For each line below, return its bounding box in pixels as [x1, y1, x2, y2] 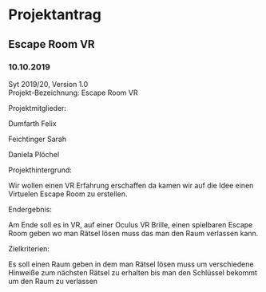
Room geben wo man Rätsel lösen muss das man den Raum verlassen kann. [8, 228, 259, 238]
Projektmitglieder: [8, 103, 66, 112]
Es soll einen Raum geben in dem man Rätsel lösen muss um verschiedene [8, 259, 254, 269]
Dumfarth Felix [8, 118, 58, 128]
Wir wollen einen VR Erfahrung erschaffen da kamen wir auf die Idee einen [8, 180, 254, 190]
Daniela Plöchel [8, 149, 60, 159]
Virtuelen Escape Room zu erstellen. [8, 189, 128, 199]
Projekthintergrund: [8, 165, 72, 175]
